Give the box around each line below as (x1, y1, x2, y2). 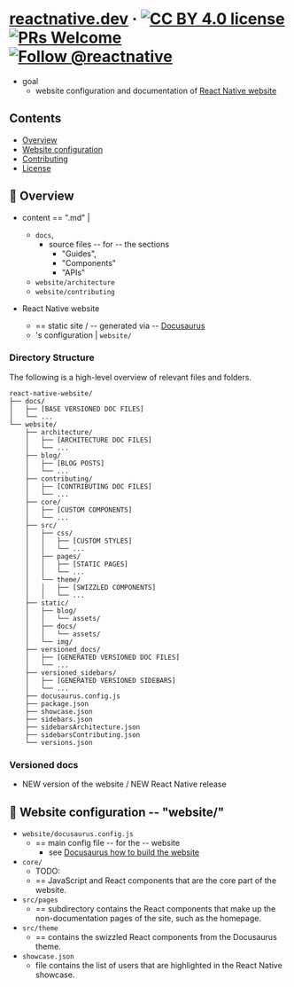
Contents (9, 111, 62, 126)
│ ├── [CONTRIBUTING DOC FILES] (25, 482, 152, 491)
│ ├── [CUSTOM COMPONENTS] (25, 505, 133, 514)
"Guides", (61, 248, 97, 259)
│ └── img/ (25, 637, 73, 646)
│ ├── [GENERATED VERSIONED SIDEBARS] (25, 676, 176, 685)
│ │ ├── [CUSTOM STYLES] (25, 537, 133, 545)
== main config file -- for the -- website (35, 837, 180, 848)
